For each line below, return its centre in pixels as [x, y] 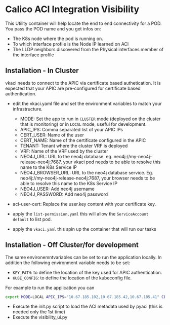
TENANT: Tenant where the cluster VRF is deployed [74, 146]
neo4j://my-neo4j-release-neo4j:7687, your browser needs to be [88, 178]
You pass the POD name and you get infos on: [53, 28]
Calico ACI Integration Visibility [72, 9]
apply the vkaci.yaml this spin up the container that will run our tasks [84, 229]
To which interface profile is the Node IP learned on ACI [71, 44]
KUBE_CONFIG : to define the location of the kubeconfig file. [72, 278]
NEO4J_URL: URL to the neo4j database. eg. [66, 156]
